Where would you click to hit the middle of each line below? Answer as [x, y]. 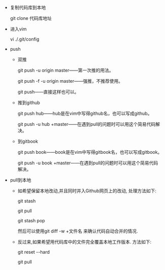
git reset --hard [33, 252]
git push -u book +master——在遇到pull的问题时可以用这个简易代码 [88, 163]
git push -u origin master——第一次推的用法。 [66, 70]
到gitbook [28, 141]
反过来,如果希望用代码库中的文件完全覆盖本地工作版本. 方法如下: [85, 242]
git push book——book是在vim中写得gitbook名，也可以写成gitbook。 [90, 152]
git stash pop [31, 221]
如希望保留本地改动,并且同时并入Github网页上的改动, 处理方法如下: [87, 191]
